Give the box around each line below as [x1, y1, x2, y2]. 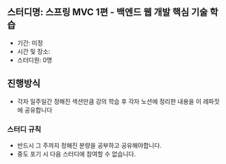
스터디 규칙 [7, 124, 42, 134]
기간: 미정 [16, 38, 43, 46]
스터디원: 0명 [16, 55, 53, 64]
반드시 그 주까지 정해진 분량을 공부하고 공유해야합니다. [16, 141, 162, 149]
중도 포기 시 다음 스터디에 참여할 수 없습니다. [16, 150, 136, 158]
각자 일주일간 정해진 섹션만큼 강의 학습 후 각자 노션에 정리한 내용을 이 [16, 97, 202, 105]
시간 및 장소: [16, 47, 51, 55]
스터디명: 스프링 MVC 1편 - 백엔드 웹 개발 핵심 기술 [7, 6, 208, 18]
